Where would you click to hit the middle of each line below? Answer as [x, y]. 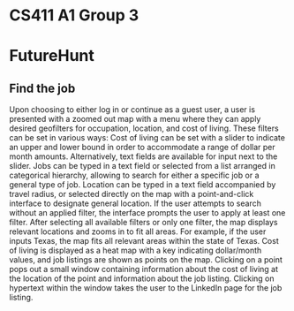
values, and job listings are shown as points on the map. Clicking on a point [146, 260]
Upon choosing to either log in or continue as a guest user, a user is [132, 110]
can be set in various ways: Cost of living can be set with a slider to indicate [147, 138]
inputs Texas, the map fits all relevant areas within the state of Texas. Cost [144, 241]
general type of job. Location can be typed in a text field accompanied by [143, 185]
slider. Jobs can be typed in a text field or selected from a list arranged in [142, 166]
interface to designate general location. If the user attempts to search [136, 203]
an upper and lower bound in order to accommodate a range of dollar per [142, 148]
